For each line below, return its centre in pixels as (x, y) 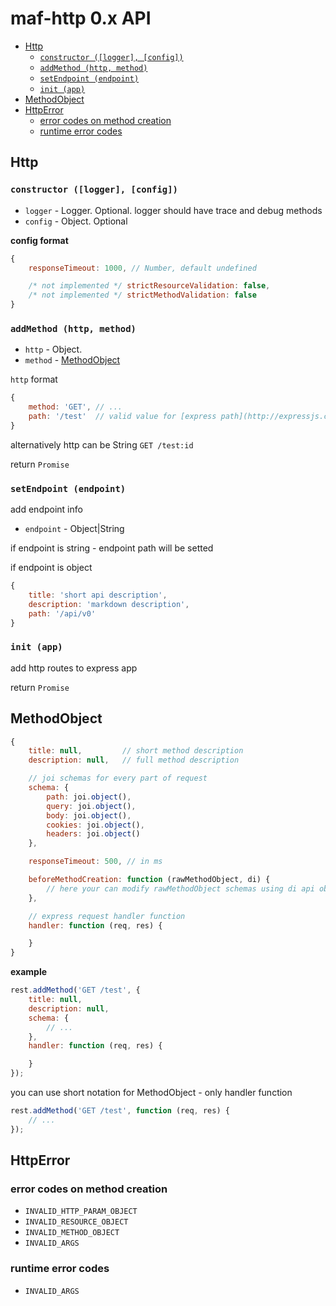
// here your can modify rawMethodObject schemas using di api (180, 888)
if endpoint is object (51, 568)
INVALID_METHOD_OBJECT (72, 1233)
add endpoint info (46, 509)
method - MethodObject (72, 360)
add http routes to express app (74, 668)
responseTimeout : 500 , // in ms (95, 862)
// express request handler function (107, 916)
